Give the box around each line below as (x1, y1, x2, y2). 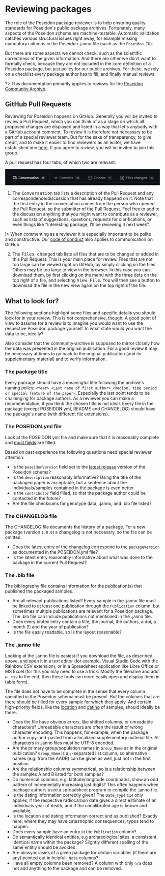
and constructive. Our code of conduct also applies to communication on (5, 236, 153, 242)
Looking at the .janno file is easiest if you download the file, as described (5, 653, 153, 658)
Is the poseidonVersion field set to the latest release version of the (12, 464, 146, 469)
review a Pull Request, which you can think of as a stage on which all (5, 118, 144, 124)
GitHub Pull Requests (5, 100, 72, 109)
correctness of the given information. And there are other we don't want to (5, 55, 156, 61)
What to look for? (5, 297, 59, 305)
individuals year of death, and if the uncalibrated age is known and (12, 802, 147, 808)
